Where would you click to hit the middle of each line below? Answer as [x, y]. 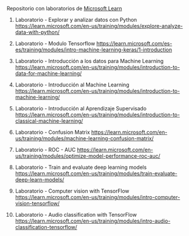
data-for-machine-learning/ [48, 73]
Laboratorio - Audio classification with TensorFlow [76, 215]
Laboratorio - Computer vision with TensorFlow [72, 191]
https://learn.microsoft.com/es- [134, 44]
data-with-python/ [37, 32]
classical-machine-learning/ [49, 121]
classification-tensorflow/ [46, 227]
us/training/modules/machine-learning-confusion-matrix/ [84, 138]
